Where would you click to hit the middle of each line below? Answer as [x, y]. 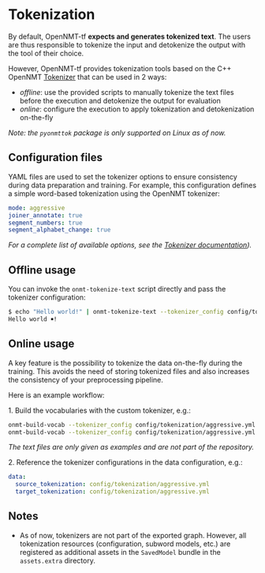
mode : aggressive [37, 208]
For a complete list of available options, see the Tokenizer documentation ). [130, 245]
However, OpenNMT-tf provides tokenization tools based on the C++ [120, 68]
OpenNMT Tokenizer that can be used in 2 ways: [88, 77]
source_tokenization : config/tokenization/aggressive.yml [113, 484]
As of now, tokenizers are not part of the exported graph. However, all [133, 535]
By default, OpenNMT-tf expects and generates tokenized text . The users [129, 36]
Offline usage [42, 270]
